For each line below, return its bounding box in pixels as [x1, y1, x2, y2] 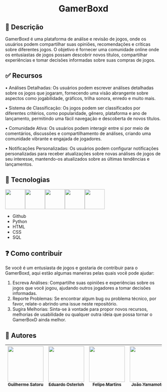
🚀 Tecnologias [5, 176, 50, 184]
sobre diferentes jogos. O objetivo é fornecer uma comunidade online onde [5, 47, 159, 52]
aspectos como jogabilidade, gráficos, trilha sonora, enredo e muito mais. [5, 95, 156, 101]
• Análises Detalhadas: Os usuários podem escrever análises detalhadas [5, 85, 154, 91]
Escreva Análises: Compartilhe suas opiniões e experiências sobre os [12, 280, 155, 286]
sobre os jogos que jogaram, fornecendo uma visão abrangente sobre [5, 90, 149, 96]
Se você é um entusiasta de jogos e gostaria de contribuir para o [5, 265, 138, 271]
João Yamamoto [131, 382, 164, 388]
